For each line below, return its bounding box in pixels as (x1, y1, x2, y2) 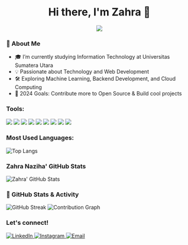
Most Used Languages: (6, 133, 74, 142)
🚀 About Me (6, 39, 41, 47)
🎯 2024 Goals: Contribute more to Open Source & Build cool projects (14, 90, 182, 97)
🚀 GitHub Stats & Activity (6, 190, 79, 199)
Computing (14, 84, 43, 91)
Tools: (6, 105, 25, 113)
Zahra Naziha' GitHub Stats (6, 162, 86, 170)
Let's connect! (6, 219, 49, 227)
